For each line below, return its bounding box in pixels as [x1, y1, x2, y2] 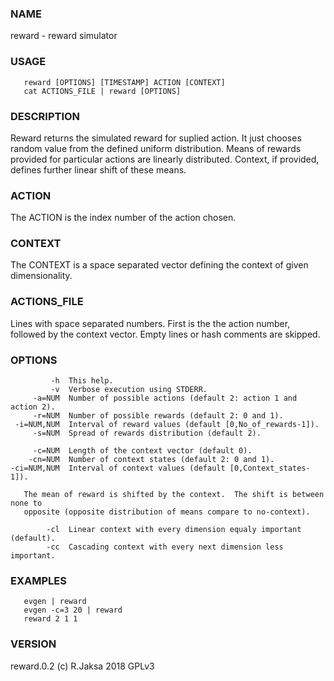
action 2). [10, 402, 56, 412]
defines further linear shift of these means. [10, 163, 187, 176]
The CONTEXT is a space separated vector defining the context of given [10, 259, 309, 271]
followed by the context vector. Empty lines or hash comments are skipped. [10, 328, 321, 340]
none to [10, 498, 43, 509]
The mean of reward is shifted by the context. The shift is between [23, 490, 325, 500]
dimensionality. [10, 270, 73, 282]
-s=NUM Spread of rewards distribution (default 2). [32, 428, 262, 439]
